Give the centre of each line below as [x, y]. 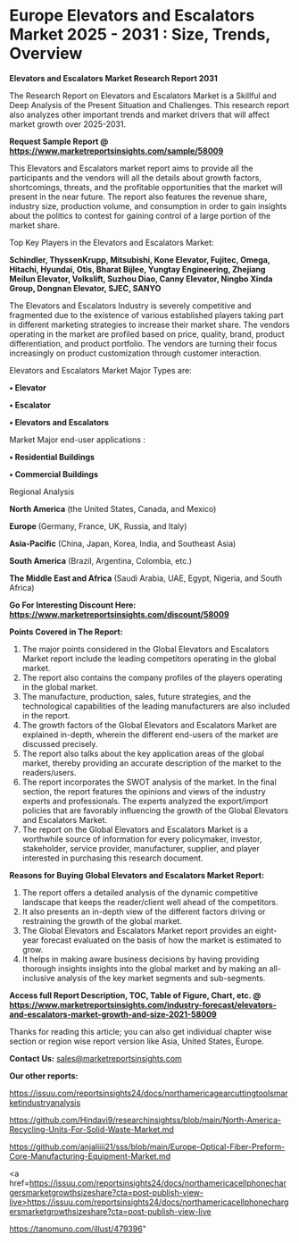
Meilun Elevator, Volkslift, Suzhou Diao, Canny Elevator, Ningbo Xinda [141, 279]
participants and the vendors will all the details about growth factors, [135, 177]
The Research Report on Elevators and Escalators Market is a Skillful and [143, 96]
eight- [266, 930]
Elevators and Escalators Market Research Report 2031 [114, 78]
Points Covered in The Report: [66, 632]
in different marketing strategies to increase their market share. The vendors [149, 324]
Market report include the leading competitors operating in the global [149, 659]
